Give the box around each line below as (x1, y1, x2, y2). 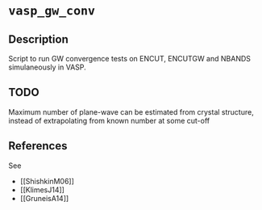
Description (8, 32, 69, 46)
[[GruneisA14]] (19, 193, 69, 203)
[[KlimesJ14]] (19, 185, 64, 195)
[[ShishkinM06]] (19, 176, 75, 186)
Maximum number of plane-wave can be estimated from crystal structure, (8, 107, 254, 116)
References (8, 139, 68, 153)
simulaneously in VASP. (8, 62, 86, 72)
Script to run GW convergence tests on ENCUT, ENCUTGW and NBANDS (8, 54, 252, 63)
